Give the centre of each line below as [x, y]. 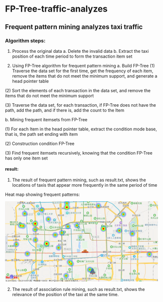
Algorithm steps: [25, 41]
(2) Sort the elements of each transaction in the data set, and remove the [78, 90]
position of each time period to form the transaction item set [72, 56]
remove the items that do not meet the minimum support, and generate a [85, 76]
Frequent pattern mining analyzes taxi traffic [74, 27]
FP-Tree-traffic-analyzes [56, 9]
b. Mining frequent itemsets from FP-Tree [46, 119]
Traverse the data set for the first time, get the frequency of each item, [83, 71]
